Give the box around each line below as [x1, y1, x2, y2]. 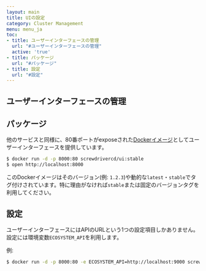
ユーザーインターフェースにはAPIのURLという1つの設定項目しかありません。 [6, 226, 199, 234]
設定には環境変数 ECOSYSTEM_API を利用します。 [6, 234, 123, 241]
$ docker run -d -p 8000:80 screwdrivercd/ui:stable [6, 156, 144, 162]
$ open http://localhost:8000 [6, 162, 84, 168]
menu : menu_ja [6, 26, 43, 32]
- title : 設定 [6, 66, 41, 72]
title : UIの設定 [6, 15, 45, 21]
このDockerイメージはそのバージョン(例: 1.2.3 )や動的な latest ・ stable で [6, 174, 191, 181]
